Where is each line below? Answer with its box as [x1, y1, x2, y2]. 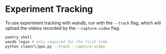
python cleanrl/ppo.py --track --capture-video [5, 44, 106, 49]
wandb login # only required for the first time [5, 39, 108, 44]
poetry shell [5, 35, 32, 40]
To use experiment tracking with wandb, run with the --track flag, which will [5, 20, 161, 26]
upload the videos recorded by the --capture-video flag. [5, 25, 120, 31]
